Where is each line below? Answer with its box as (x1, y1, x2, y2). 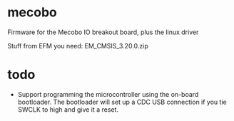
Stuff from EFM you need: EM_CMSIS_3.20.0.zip (7, 41, 148, 50)
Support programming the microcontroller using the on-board (17, 90, 199, 98)
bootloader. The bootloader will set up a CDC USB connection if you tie (17, 98, 227, 106)
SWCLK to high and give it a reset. (17, 105, 119, 114)
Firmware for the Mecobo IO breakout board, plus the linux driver (7, 28, 199, 36)
